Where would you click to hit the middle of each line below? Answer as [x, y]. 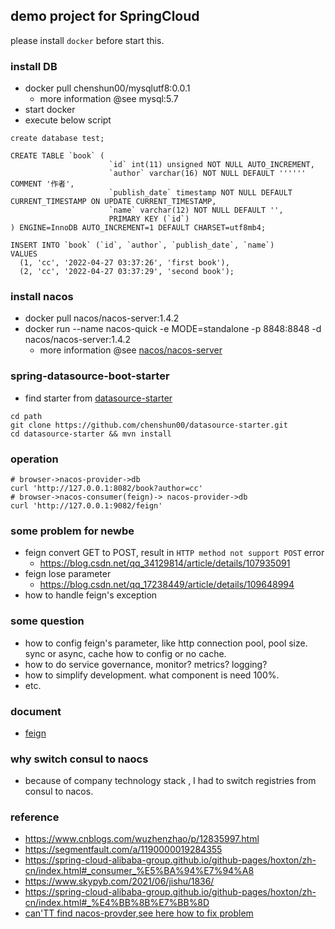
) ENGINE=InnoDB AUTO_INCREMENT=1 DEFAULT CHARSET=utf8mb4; [138, 228]
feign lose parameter [68, 574]
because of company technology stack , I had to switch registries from [170, 781]
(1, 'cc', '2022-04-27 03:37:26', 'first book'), [124, 263]
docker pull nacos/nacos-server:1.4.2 [102, 318]
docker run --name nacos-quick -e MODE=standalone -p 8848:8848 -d [173, 329]
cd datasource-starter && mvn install [91, 434]
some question [47, 621]
